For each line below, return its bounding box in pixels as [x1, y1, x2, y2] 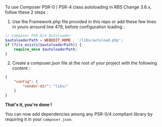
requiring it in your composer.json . [5, 116, 73, 122]
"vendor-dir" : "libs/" [22, 84, 69, 89]
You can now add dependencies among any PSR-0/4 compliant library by [5, 111, 153, 117]
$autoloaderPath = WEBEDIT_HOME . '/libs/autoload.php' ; [5, 37, 123, 43]
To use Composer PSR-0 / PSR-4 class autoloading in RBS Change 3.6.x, [5, 4, 152, 10]
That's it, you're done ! [5, 102, 52, 108]
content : [12, 65, 30, 71]
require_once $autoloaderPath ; [14, 47, 78, 52]
